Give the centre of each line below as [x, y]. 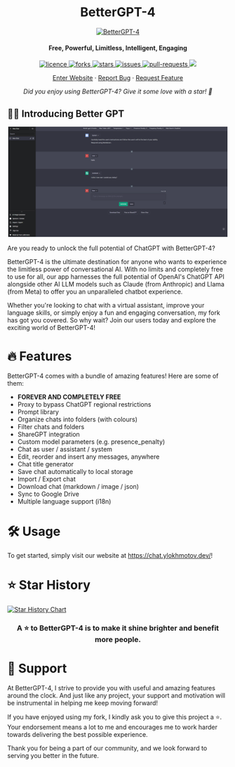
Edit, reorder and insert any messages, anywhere [88, 457]
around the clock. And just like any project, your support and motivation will [116, 695]
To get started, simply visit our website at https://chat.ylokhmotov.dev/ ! [110, 556]
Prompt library [38, 412]
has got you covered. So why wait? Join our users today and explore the [112, 320]
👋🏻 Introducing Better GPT [66, 113]
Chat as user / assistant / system [65, 450]
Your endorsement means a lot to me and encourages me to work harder [112, 727]
